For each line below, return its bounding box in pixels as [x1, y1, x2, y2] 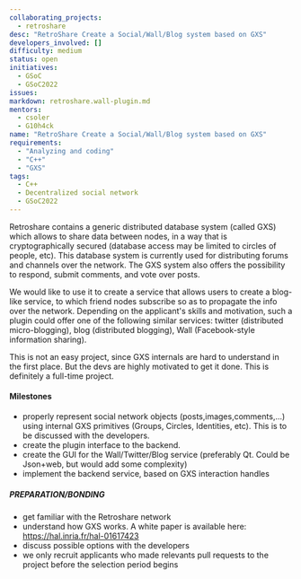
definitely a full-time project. [9, 370, 114, 382]
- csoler [17, 113, 50, 122]
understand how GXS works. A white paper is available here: [22, 522, 247, 532]
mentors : [9, 105, 42, 114]
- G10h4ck [17, 122, 54, 131]
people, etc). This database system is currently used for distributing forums [9, 250, 289, 260]
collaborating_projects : [9, 13, 102, 22]
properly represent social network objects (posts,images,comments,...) [22, 411, 286, 422]
